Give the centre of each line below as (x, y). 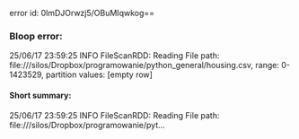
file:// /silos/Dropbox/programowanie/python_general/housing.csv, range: (145, 65)
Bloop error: (36, 36)
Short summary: (40, 95)
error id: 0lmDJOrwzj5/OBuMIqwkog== (82, 13)
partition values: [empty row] (99, 74)
